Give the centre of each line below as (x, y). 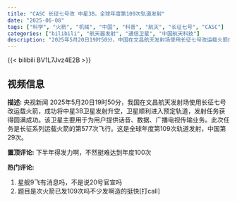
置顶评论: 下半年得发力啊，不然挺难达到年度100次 (79, 152)
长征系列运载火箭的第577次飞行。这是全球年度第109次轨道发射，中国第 (123, 128)
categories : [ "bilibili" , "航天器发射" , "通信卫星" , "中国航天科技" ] (104, 33)
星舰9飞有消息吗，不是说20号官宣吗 (69, 182)
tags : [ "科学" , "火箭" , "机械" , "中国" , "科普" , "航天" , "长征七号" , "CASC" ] (116, 27)
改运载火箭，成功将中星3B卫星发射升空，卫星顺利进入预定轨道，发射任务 (113, 111)
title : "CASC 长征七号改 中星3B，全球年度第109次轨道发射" (86, 14)
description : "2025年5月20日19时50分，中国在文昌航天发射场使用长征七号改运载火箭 (118, 40)
